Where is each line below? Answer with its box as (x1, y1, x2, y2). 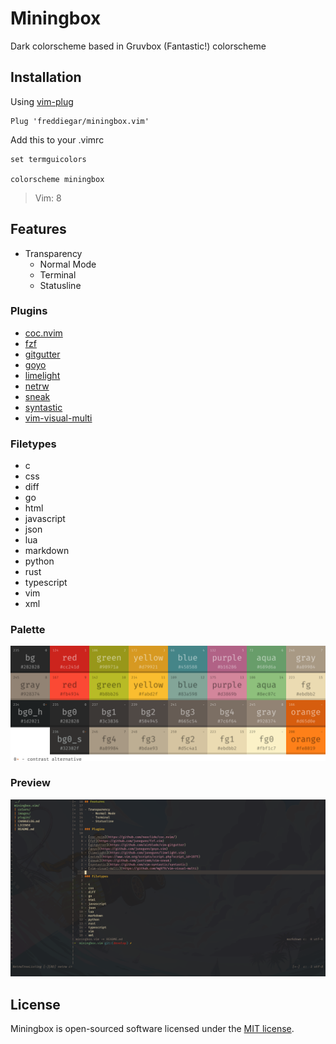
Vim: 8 (34, 192, 62, 204)
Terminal (39, 268, 77, 281)
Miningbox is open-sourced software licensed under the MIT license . (10, 1023, 295, 1035)
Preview (10, 776, 51, 790)
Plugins (10, 304, 48, 318)
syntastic (24, 401, 63, 413)
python (24, 555, 55, 567)
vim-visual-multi (24, 412, 93, 424)
